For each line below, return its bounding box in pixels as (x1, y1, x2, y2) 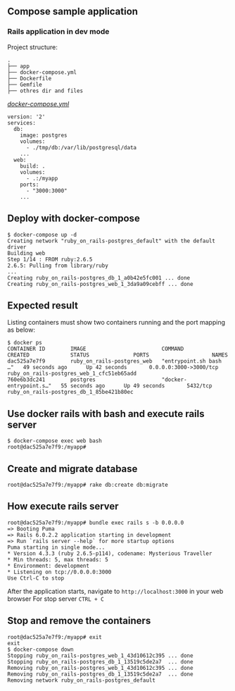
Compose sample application (7, 6, 139, 18)
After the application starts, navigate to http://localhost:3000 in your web (7, 587, 224, 595)
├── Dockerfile (7, 75, 52, 82)
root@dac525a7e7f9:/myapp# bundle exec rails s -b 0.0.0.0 (7, 519, 184, 526)
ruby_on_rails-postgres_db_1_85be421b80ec (7, 389, 134, 396)
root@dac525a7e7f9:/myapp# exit (7, 633, 102, 640)
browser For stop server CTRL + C (7, 594, 104, 603)
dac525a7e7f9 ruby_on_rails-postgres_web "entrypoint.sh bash (7, 358, 222, 365)
